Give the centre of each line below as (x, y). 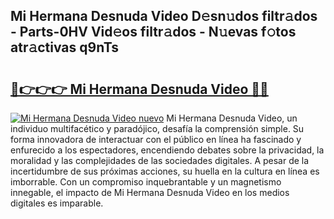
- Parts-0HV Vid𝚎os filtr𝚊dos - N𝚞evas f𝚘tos (153, 32)
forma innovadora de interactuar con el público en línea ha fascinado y (156, 139)
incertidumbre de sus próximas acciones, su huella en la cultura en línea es (165, 171)
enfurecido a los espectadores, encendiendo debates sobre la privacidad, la (167, 150)
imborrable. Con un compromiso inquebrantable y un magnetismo (146, 182)
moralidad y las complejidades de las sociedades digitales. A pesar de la (160, 160)
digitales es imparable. (57, 203)
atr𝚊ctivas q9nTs (64, 47)
